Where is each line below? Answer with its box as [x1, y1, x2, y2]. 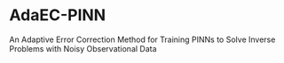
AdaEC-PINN [9, 5, 106, 25]
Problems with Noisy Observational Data [9, 43, 157, 53]
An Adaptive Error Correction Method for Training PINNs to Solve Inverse [9, 34, 276, 45]
